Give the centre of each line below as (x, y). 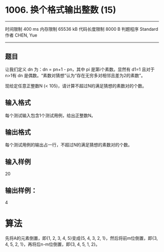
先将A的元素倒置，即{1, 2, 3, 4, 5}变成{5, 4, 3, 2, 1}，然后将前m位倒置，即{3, (82, 238)
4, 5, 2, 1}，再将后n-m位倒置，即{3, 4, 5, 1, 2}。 (52, 244)
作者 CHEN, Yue (21, 35)
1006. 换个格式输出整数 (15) (61, 10)
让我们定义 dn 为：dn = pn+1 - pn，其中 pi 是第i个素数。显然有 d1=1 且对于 (80, 69)
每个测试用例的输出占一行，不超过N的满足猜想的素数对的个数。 (69, 145)
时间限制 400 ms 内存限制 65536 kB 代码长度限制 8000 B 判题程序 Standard (82, 29)
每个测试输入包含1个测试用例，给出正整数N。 (51, 115)
